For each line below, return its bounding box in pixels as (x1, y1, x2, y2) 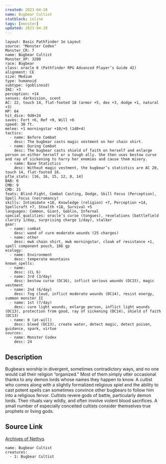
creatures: (5, 450, 28, 455)
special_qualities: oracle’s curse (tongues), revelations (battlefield (5, 213, 159, 219)
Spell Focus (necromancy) (5, 196, 59, 201)
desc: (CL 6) (14, 270, 41, 275)
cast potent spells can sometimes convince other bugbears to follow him (5, 387, 154, 393)
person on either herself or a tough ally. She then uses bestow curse (5, 153, 157, 157)
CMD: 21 (5, 187, 21, 192)
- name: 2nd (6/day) (9, 287, 52, 292)
